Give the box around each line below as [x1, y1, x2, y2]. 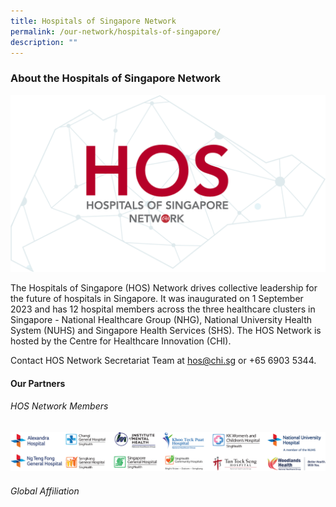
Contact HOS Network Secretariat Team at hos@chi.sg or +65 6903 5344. [10, 355, 317, 367]
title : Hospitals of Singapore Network [10, 16, 177, 26]
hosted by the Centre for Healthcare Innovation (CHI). [10, 335, 232, 347]
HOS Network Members [10, 400, 109, 412]
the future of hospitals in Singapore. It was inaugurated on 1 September [10, 293, 304, 305]
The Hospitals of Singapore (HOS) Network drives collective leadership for [10, 282, 318, 294]
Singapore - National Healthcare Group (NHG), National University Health [10, 314, 313, 326]
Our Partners [10, 377, 66, 389]
